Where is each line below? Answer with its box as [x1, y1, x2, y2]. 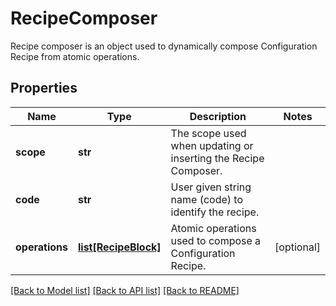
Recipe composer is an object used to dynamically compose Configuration [10, 40, 318, 52]
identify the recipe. [170, 205, 260, 219]
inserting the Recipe [170, 151, 265, 165]
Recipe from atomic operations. [10, 50, 140, 62]
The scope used [170, 126, 247, 140]
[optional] [274, 240, 321, 254]
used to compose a [170, 233, 262, 247]
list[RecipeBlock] [77, 240, 162, 254]
